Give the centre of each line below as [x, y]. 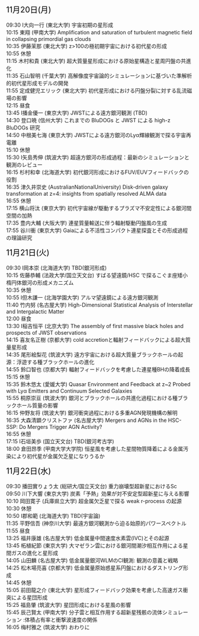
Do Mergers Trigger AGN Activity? [60, 427]
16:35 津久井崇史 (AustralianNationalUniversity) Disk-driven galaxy [87, 187]
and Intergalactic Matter [35, 311]
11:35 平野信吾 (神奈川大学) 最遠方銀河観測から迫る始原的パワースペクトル [96, 523]
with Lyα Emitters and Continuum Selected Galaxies [69, 391]
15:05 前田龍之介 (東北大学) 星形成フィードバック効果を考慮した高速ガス [94, 590]
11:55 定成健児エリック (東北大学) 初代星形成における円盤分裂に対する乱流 [97, 90]
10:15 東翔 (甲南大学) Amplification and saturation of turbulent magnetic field [99, 32]
